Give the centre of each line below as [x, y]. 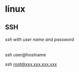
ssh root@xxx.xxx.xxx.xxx [31, 64]
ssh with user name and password [39, 40]
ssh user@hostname [25, 54]
